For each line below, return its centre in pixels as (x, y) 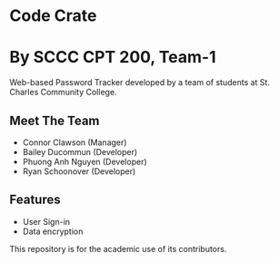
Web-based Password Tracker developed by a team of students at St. (140, 83)
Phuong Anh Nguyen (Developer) (85, 161)
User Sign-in (46, 221)
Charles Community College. (63, 93)
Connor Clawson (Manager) (75, 142)
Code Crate (53, 16)
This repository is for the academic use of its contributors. (118, 248)
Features (35, 200)
